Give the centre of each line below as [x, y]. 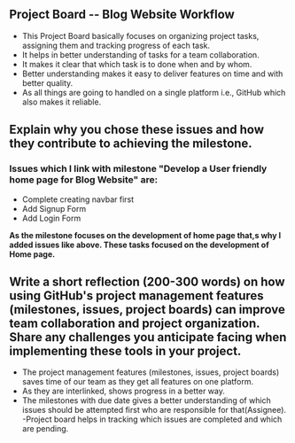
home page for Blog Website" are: [83, 180]
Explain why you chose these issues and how [136, 130]
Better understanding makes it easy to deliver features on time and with [152, 74]
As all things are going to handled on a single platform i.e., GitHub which [154, 92]
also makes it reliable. [62, 102]
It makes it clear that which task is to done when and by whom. [137, 64]
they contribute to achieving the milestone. [131, 144]
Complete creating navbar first [78, 199]
